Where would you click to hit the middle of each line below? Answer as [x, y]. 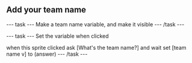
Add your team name [46, 10]
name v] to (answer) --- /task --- [47, 54]
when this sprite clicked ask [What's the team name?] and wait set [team [96, 47]
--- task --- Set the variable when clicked [58, 36]
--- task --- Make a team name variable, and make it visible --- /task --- [95, 24]
